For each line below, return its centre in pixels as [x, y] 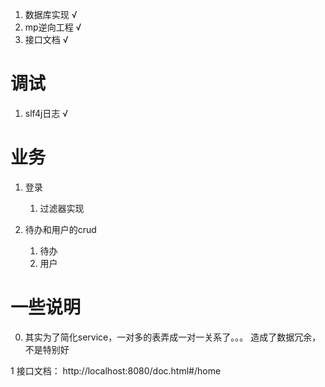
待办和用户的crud [60, 229]
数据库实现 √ [51, 14]
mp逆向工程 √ [53, 27]
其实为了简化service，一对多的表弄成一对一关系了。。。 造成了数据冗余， [173, 337]
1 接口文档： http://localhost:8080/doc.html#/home [116, 370]
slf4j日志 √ [46, 113]
